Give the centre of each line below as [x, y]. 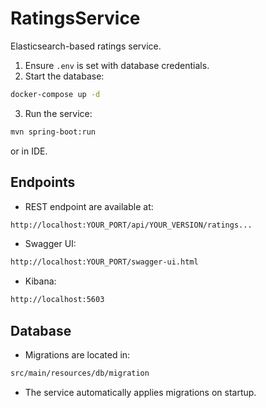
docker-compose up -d [55, 94]
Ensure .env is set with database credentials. [117, 65]
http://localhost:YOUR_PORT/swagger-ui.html [104, 262]
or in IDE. [29, 151]
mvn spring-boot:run [53, 132]
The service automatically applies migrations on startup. [140, 392]
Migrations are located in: [77, 354]
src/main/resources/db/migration [80, 373]
